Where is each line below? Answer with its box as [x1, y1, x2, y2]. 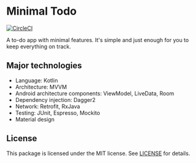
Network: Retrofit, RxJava [15, 103, 81, 110]
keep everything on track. [6, 43, 72, 50]
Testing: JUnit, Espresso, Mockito [15, 109, 100, 117]
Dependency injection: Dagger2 [15, 96, 96, 103]
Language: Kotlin [15, 76, 58, 84]
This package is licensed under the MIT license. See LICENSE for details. [6, 150, 190, 157]
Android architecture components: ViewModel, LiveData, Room [15, 90, 175, 97]
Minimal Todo [6, 4, 77, 18]
